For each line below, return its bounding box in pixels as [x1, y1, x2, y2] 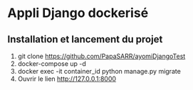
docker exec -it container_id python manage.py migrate [17, 67, 182, 75]
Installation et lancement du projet [7, 33, 163, 45]
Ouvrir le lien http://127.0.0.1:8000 [17, 74, 116, 83]
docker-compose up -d [17, 60, 87, 68]
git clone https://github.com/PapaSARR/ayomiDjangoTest [17, 52, 186, 60]
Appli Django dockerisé [7, 5, 149, 21]
